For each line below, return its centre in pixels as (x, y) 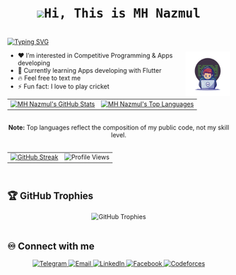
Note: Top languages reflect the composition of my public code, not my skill (119, 127)
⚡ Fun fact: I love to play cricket (63, 86)
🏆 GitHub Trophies (51, 196)
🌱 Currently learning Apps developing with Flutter (89, 71)
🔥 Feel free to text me (49, 78)
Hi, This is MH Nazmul (122, 13)
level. (119, 135)
